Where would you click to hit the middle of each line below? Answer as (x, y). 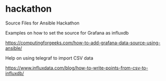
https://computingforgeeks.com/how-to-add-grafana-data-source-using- (83, 43)
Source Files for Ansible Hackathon (42, 23)
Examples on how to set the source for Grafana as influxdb (67, 33)
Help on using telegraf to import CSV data (49, 58)
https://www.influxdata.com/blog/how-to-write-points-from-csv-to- (77, 68)
